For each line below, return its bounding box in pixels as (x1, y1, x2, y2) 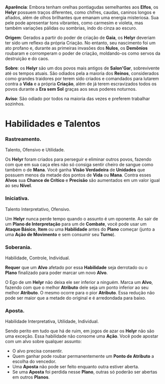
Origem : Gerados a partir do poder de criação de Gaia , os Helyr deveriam (5, 35, 156, 40)
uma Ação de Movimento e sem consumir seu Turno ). (5, 231, 116, 237)
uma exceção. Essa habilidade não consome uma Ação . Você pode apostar (5, 333, 159, 339)
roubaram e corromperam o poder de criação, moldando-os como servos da (5, 50, 161, 56)
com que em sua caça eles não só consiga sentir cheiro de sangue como (5, 162, 154, 168)
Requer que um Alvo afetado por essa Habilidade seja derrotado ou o (5, 265, 148, 271)
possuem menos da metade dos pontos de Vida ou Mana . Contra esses (5, 172, 151, 178)
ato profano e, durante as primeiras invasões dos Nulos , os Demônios (5, 45, 148, 51)
